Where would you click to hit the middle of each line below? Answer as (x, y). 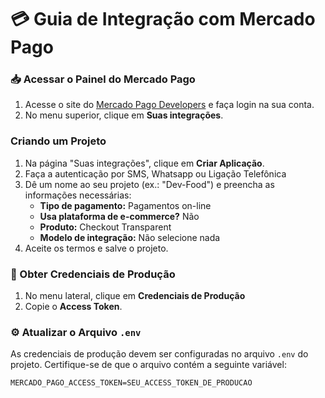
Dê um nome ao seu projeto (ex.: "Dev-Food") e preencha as (149, 184)
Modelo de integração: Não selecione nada (130, 237)
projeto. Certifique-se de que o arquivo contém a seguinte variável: (148, 365)
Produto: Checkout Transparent (105, 227)
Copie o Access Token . (73, 307)
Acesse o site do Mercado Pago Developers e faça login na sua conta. (169, 105)
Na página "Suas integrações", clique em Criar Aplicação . (144, 163)
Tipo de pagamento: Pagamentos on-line (125, 205)
